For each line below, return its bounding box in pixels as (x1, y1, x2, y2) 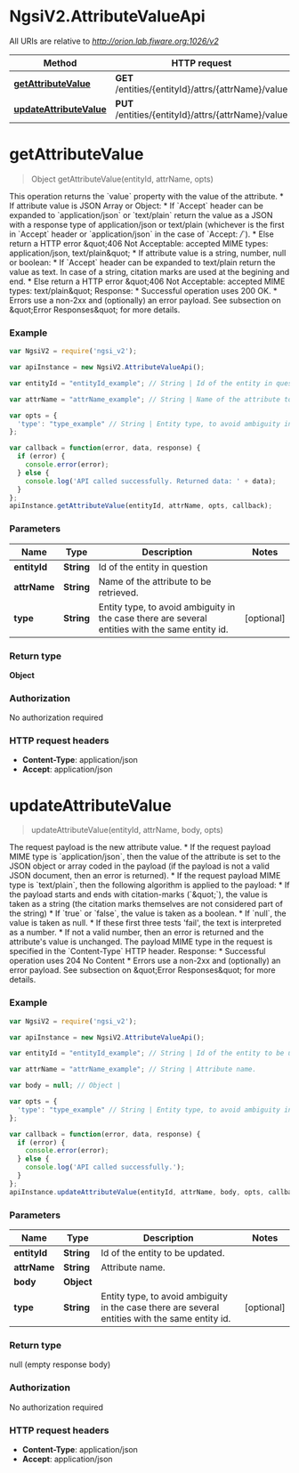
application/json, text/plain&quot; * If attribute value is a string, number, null (9, 247, 287, 258)
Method (43, 56, 77, 69)
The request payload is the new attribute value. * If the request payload (9, 842, 271, 853)
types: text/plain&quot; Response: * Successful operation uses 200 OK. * (9, 285, 278, 295)
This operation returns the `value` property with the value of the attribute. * (9, 190, 285, 201)
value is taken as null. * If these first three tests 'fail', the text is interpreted (9, 918, 282, 928)
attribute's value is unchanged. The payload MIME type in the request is (9, 936, 273, 947)
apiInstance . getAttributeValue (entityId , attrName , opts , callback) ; (9, 501, 273, 511)
